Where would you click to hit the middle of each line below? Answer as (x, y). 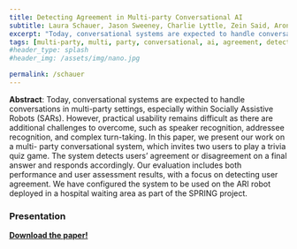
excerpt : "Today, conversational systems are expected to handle (132, 34)
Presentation (38, 215)
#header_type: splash (49, 50)
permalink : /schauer (47, 75)
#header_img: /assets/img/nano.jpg (75, 58)
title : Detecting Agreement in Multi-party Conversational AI (126, 17)
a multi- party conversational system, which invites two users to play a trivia (148, 146)
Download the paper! (49, 236)
